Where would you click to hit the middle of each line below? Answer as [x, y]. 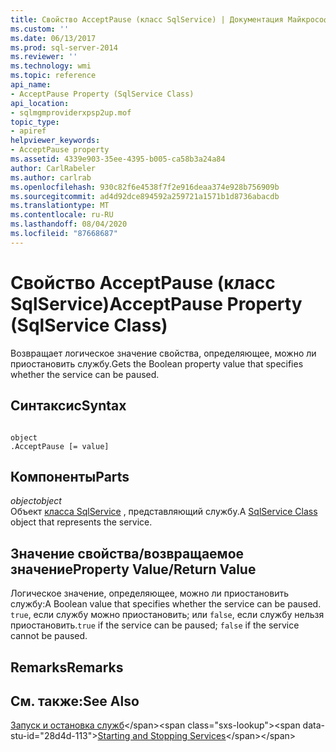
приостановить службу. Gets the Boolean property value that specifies [157, 363]
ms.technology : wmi [51, 66]
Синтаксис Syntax [68, 406]
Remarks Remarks [67, 667]
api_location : [40, 103]
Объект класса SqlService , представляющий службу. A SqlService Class [164, 512]
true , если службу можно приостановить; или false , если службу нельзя [167, 615]
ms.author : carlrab [51, 177]
